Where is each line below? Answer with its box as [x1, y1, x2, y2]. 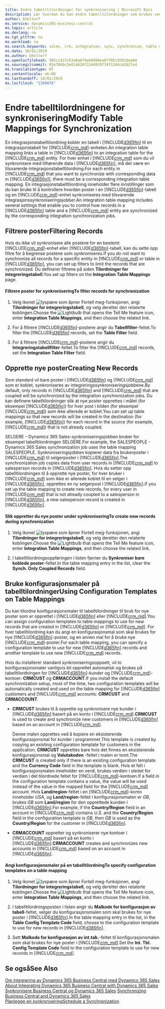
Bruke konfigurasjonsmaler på [5, 580, 100, 588]
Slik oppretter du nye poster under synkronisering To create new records [5, 513, 156, 519]
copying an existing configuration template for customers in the [12, 741, 141, 748]
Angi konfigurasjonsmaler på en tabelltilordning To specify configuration [5, 862, 156, 868]
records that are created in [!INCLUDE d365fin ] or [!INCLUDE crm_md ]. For [5, 624, 155, 630]
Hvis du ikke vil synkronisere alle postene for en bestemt [5, 240, 120, 246]
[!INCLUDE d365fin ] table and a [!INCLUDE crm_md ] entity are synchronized [5, 207, 158, 213]
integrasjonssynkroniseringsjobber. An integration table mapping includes [5, 197, 153, 203]
